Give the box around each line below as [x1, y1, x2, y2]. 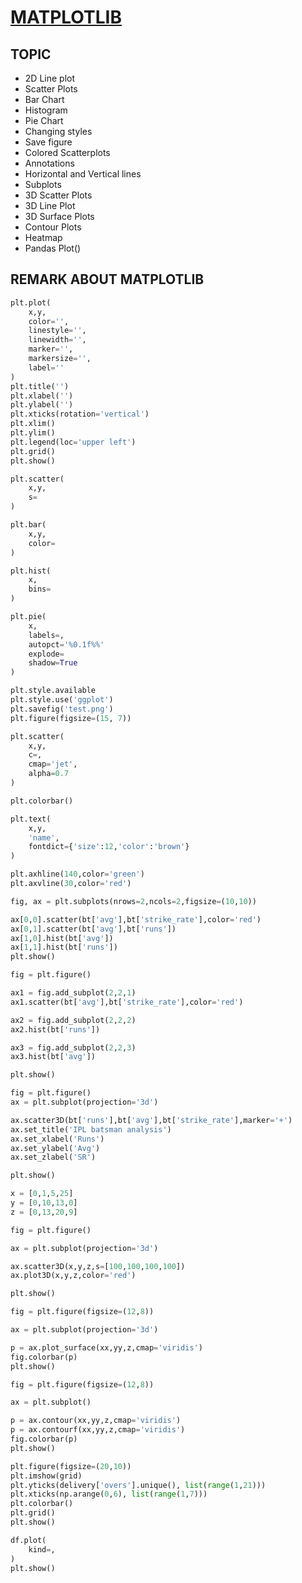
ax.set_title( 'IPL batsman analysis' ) [10, 1124, 172, 1135]
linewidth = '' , [28, 335, 87, 345]
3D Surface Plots [24, 211, 95, 222]
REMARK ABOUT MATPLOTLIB [10, 271, 205, 288]
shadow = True [28, 658, 78, 668]
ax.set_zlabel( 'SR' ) [10, 1152, 97, 1163]
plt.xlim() [10, 419, 56, 429]
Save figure [24, 136, 73, 148]
